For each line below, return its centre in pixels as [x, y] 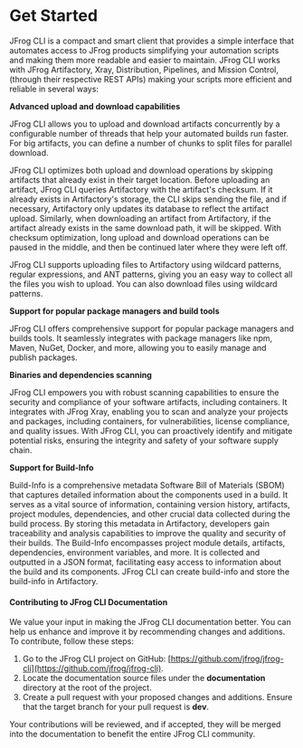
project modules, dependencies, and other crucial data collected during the [150, 514]
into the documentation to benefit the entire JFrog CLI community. [133, 734]
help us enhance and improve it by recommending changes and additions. [147, 632]
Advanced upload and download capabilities [95, 106]
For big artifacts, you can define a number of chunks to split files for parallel [151, 143]
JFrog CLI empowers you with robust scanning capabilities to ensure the [144, 392]
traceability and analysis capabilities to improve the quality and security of [148, 533]
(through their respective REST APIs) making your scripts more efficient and [151, 79]
